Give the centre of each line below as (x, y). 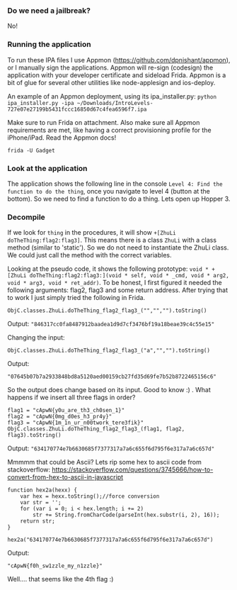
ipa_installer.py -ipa (41, 103)
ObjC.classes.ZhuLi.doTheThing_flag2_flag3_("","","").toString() (107, 311)
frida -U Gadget (31, 150)
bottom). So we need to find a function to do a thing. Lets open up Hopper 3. (119, 199)
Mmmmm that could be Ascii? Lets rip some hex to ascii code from (104, 462)
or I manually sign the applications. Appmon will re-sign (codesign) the (110, 67)
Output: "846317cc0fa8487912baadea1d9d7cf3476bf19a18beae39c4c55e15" (111, 324)
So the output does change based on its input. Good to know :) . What (109, 390)
